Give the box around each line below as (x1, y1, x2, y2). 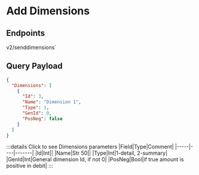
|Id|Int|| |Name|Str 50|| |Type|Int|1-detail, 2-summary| (35, 149, 168, 156)
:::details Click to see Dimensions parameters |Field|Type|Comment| (6, 143, 174, 151)
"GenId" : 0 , (22, 110, 52, 116)
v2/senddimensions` (6, 44, 57, 51)
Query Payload (6, 61, 63, 71)
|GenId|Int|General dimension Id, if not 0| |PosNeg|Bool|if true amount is (6, 156, 184, 163)
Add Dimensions (6, 4, 90, 18)
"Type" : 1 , (22, 105, 50, 111)
